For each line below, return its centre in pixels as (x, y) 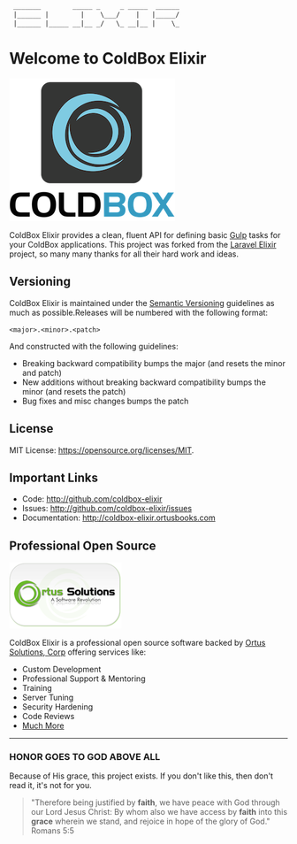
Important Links (54, 477)
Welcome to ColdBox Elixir (108, 59)
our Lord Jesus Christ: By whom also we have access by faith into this (159, 812)
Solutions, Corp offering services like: (78, 652)
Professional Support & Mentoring (84, 679)
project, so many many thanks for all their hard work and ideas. (124, 254)
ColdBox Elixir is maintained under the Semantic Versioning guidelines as (142, 303)
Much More (43, 725)
